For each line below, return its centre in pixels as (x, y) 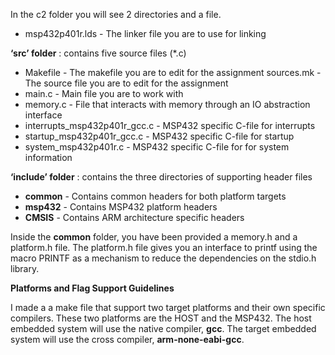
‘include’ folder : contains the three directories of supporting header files (161, 177)
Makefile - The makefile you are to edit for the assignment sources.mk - (173, 72)
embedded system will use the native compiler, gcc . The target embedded (163, 328)
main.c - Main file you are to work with (104, 93)
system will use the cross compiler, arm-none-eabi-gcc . (127, 339)
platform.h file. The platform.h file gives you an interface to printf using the (164, 247)
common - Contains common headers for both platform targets (155, 196)
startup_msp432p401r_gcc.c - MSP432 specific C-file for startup (159, 136)
